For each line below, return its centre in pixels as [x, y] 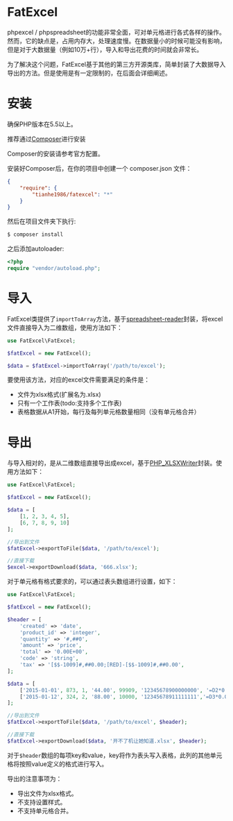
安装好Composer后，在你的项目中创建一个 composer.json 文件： [100, 168]
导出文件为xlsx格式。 [47, 793]
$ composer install [35, 235]
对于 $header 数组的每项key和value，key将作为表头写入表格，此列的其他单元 [115, 755]
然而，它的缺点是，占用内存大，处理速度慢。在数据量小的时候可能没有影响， [116, 41]
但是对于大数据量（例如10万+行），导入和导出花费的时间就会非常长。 [105, 49]
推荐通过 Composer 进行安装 [46, 139]
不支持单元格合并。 [45, 811]
